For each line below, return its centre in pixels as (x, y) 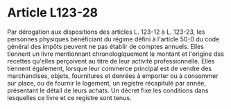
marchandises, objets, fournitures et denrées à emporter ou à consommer (113, 76)
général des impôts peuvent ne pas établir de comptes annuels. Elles (106, 46)
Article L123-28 (53, 13)
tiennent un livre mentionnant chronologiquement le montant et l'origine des (115, 54)
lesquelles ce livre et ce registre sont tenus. (69, 97)
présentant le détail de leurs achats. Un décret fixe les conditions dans (108, 90)
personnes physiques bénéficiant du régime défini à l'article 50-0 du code (113, 39)
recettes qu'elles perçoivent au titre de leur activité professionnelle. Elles (111, 61)
